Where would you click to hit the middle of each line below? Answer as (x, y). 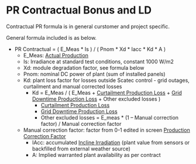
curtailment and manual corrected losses (73, 86)
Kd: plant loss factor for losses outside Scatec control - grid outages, (106, 80)
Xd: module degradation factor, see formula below (84, 67)
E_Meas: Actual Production (56, 55)
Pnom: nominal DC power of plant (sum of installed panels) (94, 74)
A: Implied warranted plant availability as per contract (96, 155)
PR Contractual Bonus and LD (79, 10)
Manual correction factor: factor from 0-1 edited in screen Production (106, 130)
